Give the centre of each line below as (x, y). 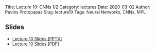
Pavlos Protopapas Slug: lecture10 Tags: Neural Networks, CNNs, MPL (76, 12)
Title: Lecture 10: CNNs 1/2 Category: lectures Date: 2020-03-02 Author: (78, 7)
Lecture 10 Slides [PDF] (35, 44)
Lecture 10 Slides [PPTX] (37, 38)
